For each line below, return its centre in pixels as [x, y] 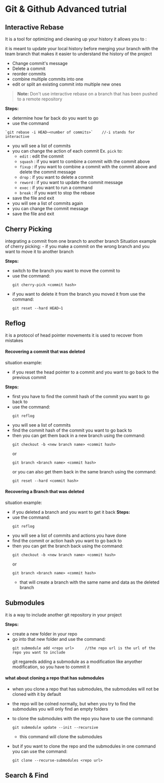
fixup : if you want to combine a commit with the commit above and [88, 167]
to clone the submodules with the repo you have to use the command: [83, 719]
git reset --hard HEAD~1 [38, 308]
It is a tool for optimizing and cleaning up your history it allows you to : [76, 39]
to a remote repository [40, 99]
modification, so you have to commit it [51, 667]
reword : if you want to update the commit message [71, 182]
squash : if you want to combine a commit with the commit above [85, 161]
